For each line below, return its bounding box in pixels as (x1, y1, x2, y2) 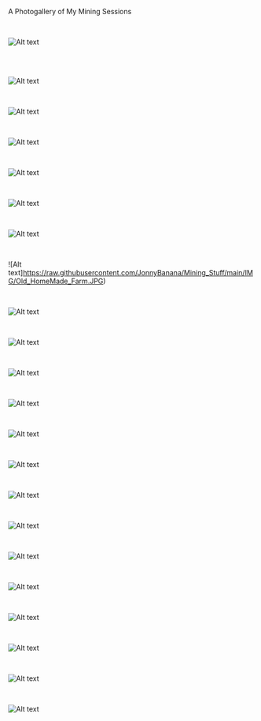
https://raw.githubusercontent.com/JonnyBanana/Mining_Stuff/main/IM (22, 268, 254, 277)
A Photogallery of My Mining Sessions (8, 7, 132, 16)
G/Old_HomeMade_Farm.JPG (8, 276, 104, 286)
